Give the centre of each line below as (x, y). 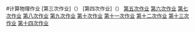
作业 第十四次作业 (27, 23)
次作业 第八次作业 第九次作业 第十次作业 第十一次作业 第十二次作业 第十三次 (97, 16)
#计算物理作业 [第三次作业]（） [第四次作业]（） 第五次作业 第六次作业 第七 (97, 8)
